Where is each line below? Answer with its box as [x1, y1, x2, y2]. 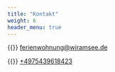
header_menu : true [7, 24, 62, 31]
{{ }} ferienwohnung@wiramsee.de [7, 43, 108, 52]
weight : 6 [7, 17, 37, 24]
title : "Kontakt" [7, 10, 59, 18]
